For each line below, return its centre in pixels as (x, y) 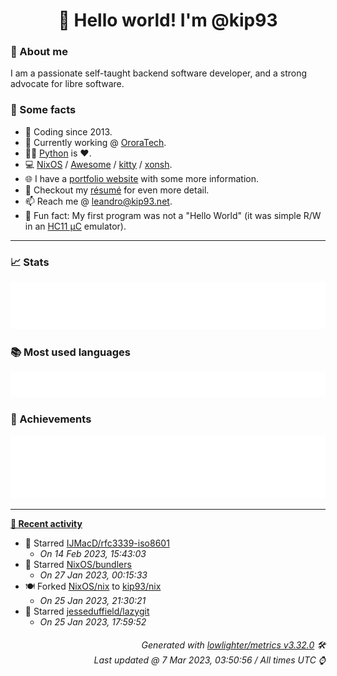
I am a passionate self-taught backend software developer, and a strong (159, 73)
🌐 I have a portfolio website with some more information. (142, 178)
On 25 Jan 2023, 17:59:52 (93, 621)
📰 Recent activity (46, 523)
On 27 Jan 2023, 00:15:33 (93, 575)
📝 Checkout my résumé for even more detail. (117, 190)
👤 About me (39, 52)
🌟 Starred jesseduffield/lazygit (87, 611)
